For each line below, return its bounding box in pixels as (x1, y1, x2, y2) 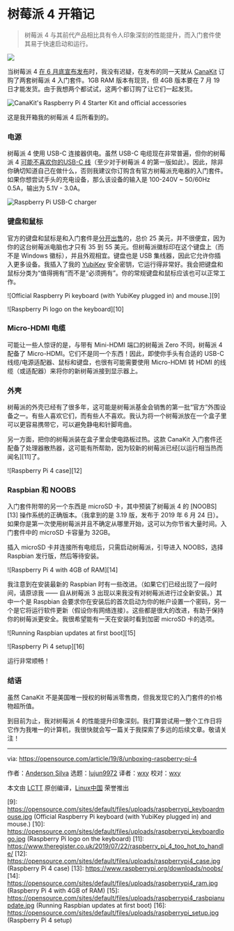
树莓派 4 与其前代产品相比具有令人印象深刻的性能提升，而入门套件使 (24, 31, 221, 39)
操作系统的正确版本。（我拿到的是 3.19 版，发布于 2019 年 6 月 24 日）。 (19, 511, 223, 519)
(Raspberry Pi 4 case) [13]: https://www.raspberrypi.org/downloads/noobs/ (7, 864, 224, 873)
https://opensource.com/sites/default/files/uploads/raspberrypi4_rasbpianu (7, 893, 225, 902)
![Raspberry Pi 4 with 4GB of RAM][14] (7, 565, 118, 574)
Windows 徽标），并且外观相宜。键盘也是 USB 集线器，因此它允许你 (20, 251, 215, 260)
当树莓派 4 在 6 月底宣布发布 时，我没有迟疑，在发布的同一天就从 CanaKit (7, 67, 217, 75)
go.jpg (7, 834, 26, 843)
